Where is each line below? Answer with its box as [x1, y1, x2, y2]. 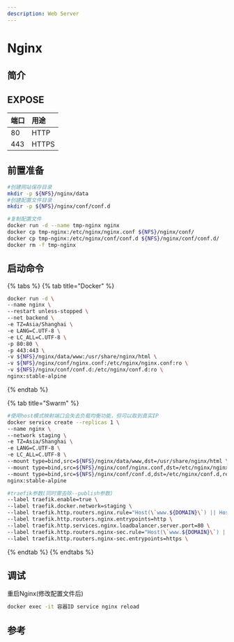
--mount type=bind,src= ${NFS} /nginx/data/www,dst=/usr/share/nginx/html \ [7, 458, 229, 465]
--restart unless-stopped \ [7, 308, 89, 315]
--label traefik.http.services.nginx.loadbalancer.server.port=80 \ [7, 522, 210, 529]
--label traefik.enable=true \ [7, 496, 98, 503]
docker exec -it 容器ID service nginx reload [7, 604, 139, 611]
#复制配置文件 [7, 215, 42, 223]
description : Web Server [7, 10, 79, 17]
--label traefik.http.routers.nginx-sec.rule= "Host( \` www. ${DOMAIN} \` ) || [7, 528, 229, 535]
